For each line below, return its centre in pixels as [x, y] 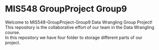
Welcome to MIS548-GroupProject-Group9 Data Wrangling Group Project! [79, 22]
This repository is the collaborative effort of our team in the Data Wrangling [80, 27]
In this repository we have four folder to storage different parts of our [74, 37]
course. [13, 32]
